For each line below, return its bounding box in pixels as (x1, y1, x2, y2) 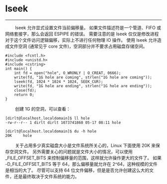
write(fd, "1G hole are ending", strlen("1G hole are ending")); (14, 83, 153, 88)
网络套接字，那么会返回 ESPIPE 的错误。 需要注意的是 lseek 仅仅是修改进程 (5, 31, 159, 37)
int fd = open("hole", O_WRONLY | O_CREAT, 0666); (14, 70, 121, 75)
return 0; (14, 92, 35, 97)
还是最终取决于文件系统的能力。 (13, 173, 80, 179)
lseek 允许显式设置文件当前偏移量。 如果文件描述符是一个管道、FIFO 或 (14, 24, 162, 30)
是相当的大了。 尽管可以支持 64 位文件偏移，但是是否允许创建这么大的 (5, 167, 150, 173)
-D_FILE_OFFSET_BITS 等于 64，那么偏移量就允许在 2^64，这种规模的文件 (5, 161, 158, 167)
